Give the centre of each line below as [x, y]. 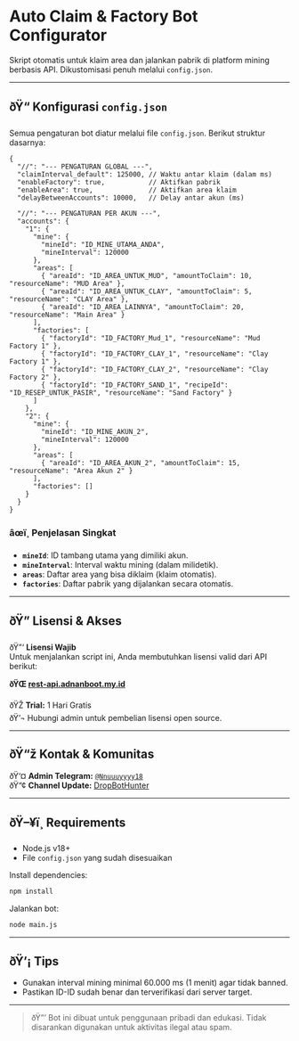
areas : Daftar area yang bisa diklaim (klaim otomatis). [119, 574]
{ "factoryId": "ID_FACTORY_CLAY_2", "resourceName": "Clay [155, 369]
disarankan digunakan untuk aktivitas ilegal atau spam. [132, 1028]
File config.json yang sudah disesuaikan [97, 858]
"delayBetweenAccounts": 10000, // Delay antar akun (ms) [131, 198]
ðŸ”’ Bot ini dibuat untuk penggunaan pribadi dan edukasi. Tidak [149, 1018]
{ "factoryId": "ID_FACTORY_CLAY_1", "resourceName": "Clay [155, 354]
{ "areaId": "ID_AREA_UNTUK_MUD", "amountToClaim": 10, [147, 275]
